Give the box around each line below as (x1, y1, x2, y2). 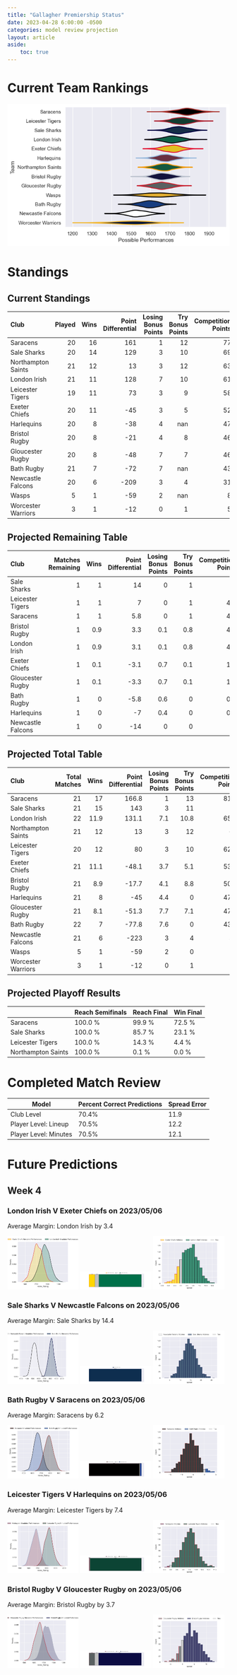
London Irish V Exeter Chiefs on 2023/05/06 (7, 1206, 163, 1216)
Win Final (174, 1008, 202, 1016)
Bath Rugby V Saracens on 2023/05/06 (7, 1395, 146, 1405)
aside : (7, 41, 27, 49)
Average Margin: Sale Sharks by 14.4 (7, 1317, 114, 1325)
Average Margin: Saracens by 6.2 (7, 1411, 104, 1420)
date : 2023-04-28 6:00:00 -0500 (7, 18, 102, 26)
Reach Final (133, 1008, 168, 1016)
